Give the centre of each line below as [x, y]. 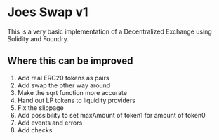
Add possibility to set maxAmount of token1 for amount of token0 [111, 115]
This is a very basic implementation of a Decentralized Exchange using [109, 31]
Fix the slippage [41, 107]
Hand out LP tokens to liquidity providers [76, 100]
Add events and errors [50, 122]
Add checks [35, 129]
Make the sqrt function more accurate [72, 92]
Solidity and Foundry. [38, 38]
